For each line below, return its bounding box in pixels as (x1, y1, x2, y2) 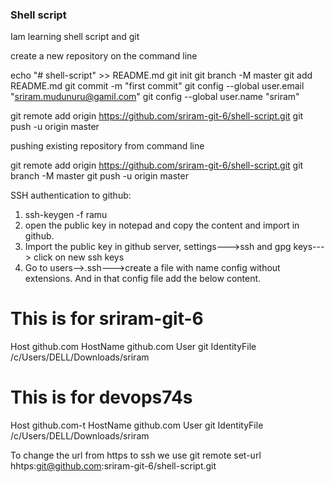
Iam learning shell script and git (10, 31, 140, 43)
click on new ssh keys (33, 251, 125, 263)
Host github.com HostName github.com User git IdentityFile (10, 341, 257, 353)
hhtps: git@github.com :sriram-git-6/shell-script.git (10, 460, 217, 472)
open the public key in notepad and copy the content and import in (24, 219, 300, 232)
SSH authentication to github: (10, 189, 132, 202)
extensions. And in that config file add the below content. (24, 273, 262, 285)
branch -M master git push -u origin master (10, 170, 189, 182)
